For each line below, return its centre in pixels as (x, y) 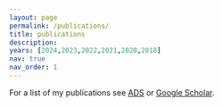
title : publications (48, 34)
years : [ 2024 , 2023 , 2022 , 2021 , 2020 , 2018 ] (86, 51)
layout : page (33, 17)
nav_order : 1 (33, 68)
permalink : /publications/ (59, 26)
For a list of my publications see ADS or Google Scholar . (112, 92)
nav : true (28, 59)
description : (33, 42)
